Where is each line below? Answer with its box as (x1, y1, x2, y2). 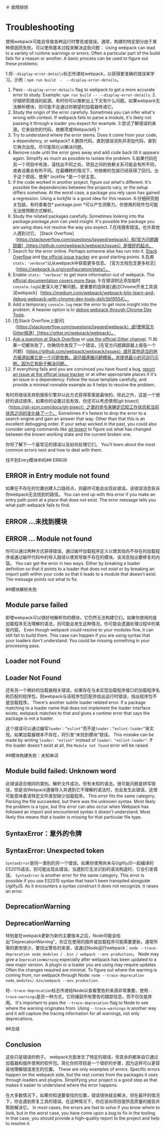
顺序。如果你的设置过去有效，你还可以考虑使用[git (22, 398, 124, 403)
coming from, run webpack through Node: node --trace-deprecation (5, 972, 144, 978)
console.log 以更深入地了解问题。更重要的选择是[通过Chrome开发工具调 (12, 283, 158, 289)
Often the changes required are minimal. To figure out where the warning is (5, 967, 157, 973)
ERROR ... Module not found (5, 534, 92, 543)
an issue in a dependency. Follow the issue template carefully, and (12, 377, 147, 382)
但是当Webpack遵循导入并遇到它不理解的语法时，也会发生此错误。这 (14, 786, 154, 793)
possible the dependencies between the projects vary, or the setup (12, 184, 148, 190)
